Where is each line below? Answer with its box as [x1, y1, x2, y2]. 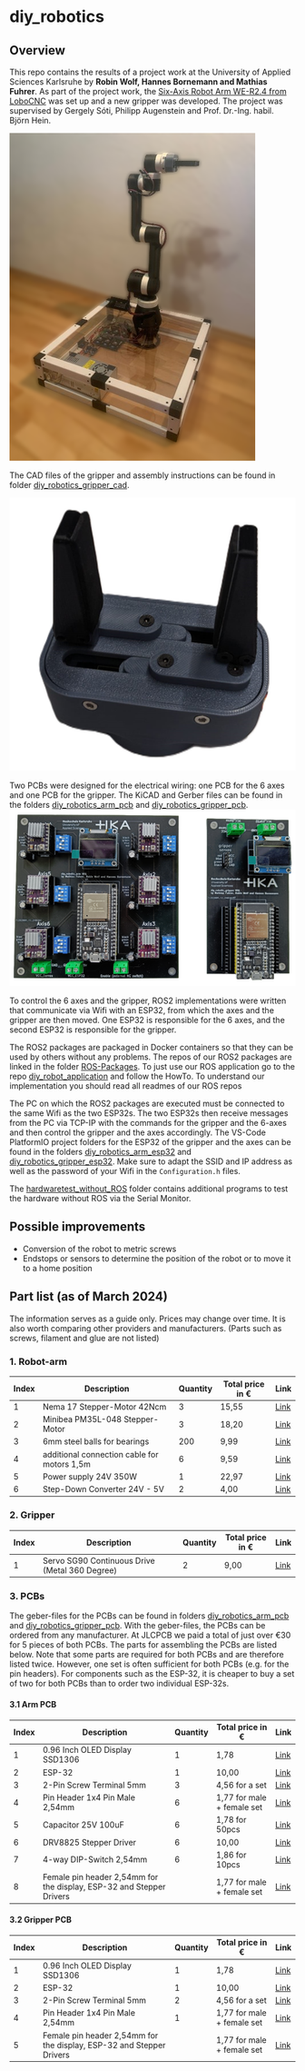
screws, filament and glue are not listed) [9, 1332, 160, 1343]
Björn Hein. [9, 115, 52, 125]
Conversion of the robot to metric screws [22, 1243, 177, 1254]
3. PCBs [9, 1589, 45, 1602]
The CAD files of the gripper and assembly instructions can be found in [9, 470, 276, 481]
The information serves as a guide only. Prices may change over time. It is [9, 1313, 286, 1324]
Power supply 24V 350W [42, 1470, 138, 1482]
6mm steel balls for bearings [42, 1436, 150, 1447]
